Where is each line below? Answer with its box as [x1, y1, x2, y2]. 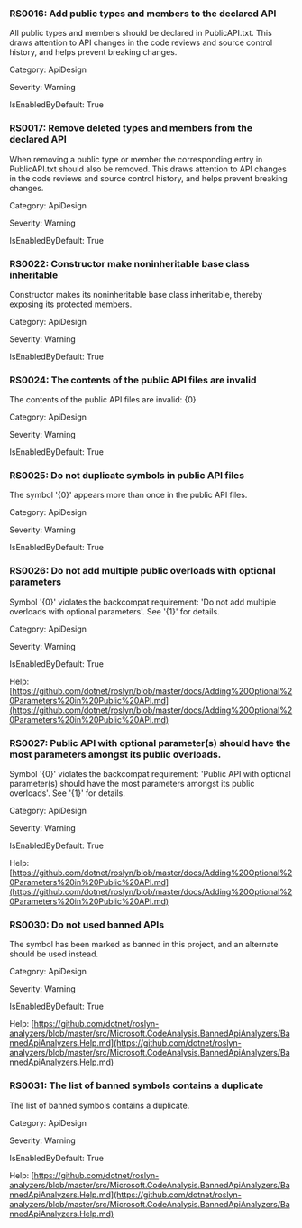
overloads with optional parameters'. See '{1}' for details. [9, 605, 220, 616]
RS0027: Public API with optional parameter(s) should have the [9, 736, 291, 749]
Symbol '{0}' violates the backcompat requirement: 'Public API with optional [9, 769, 291, 780]
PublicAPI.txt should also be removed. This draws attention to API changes [9, 163, 287, 174]
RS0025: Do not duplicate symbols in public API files [9, 469, 245, 482]
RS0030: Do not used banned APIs [9, 919, 165, 931]
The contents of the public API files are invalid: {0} [9, 394, 197, 405]
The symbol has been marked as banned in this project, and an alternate [9, 939, 279, 950]
